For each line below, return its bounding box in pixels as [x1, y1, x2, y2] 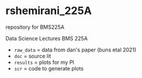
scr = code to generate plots [14, 65, 84, 72]
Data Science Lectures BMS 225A [5, 35, 88, 42]
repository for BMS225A [5, 23, 65, 30]
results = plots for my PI [14, 59, 75, 66]
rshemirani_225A [5, 4, 92, 18]
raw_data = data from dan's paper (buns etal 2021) [14, 46, 137, 53]
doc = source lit [14, 52, 51, 59]
